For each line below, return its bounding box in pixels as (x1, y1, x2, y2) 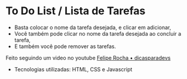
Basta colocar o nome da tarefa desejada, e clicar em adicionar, (14, 24, 171, 31)
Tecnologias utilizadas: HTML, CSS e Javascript (14, 65, 133, 72)
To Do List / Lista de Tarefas (5, 4, 146, 18)
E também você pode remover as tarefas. (14, 43, 117, 50)
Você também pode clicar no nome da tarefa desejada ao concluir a (14, 30, 182, 37)
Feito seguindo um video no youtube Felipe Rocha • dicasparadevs (5, 54, 171, 61)
